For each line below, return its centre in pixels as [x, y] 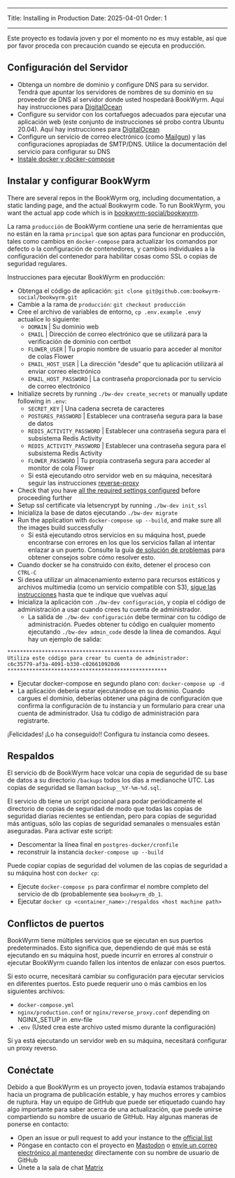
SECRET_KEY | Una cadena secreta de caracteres [96, 408]
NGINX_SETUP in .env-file [55, 1020]
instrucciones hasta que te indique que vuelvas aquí [92, 594]
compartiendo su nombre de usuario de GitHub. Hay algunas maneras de [113, 1117]
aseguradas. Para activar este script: [60, 831]
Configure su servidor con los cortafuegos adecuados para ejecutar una [122, 114]
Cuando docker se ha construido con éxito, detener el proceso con [114, 564]
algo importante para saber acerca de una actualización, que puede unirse [115, 1109]
